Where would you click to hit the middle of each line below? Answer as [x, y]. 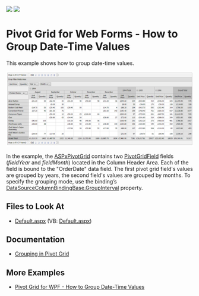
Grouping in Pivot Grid [42, 254]
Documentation [36, 239]
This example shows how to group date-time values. [70, 63]
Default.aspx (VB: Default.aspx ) [53, 221]
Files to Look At [35, 206]
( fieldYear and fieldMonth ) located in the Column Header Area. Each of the [97, 162]
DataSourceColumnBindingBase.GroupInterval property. [75, 188]
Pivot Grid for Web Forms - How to [92, 34]
